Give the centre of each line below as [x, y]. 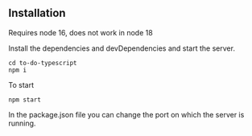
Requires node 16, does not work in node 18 [81, 32]
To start [21, 84]
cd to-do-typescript [43, 63]
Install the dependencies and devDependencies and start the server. [122, 48]
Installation [37, 13]
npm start [25, 100]
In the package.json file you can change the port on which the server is [126, 114]
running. [22, 123]
